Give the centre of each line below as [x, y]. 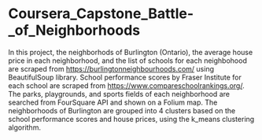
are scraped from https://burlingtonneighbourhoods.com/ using [111, 68]
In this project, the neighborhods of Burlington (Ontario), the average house [131, 52]
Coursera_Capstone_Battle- [101, 14]
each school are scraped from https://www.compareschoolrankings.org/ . [127, 85]
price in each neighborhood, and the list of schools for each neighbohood [128, 61]
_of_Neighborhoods [74, 30]
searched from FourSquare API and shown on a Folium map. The [113, 102]
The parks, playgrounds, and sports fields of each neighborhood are [119, 94]
